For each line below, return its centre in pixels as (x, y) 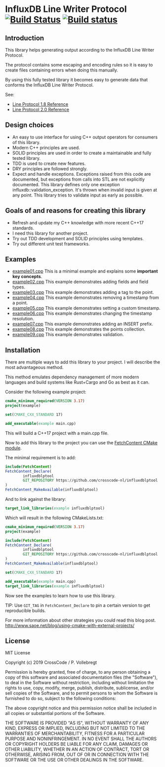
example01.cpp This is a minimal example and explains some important (85, 271)
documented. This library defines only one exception (66, 184)
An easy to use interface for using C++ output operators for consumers (85, 137)
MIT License (18, 653)
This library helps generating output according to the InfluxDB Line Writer (80, 50)
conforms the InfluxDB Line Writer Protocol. (49, 85)
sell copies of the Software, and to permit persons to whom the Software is (82, 693)
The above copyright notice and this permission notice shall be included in (81, 708)
